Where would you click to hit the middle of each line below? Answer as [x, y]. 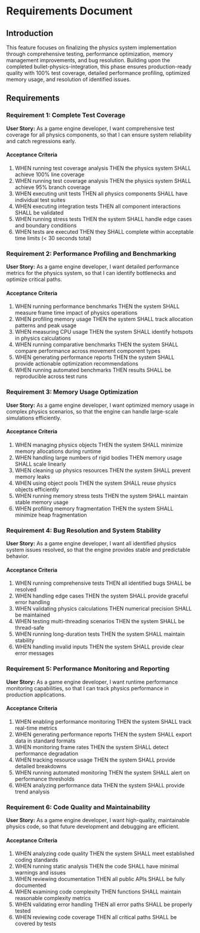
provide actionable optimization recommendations [76, 364]
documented [30, 886]
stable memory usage [41, 502]
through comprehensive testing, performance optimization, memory [90, 54]
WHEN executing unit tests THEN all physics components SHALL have [101, 194]
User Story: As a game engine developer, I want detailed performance [93, 267]
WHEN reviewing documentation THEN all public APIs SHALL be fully [100, 879]
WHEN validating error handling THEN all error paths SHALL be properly [104, 905]
